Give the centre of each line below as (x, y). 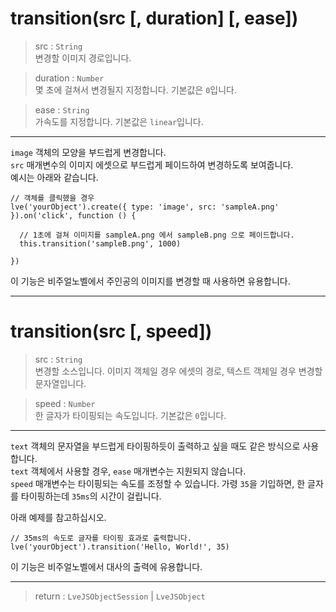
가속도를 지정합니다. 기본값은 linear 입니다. (119, 121)
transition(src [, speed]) (111, 331)
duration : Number (69, 78)
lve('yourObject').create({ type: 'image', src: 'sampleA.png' (145, 207)
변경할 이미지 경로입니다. (83, 58)
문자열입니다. (60, 383)
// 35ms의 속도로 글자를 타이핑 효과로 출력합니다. (101, 538)
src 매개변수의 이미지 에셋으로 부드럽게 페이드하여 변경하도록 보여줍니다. (152, 164)
